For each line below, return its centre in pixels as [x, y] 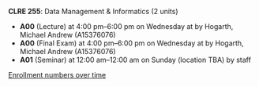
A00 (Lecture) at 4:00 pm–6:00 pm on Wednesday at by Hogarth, [126, 26]
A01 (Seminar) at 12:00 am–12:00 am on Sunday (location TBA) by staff [135, 60]
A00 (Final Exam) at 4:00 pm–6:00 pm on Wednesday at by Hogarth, [131, 43]
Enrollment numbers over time [57, 75]
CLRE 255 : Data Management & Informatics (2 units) [94, 11]
